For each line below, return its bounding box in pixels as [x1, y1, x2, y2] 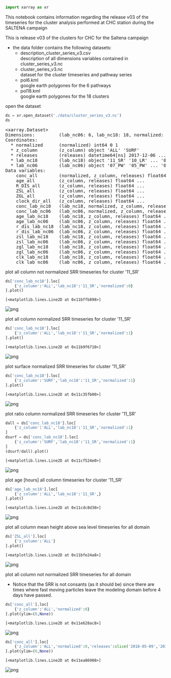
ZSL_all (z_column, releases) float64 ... [16, 188, 145, 193]
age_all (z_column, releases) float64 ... [16, 178, 145, 183]
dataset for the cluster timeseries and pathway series [20, 71, 132, 77]
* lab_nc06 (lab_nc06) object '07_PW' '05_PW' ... [10, 162, 159, 168]
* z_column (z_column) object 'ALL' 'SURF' [10, 147, 140, 153]
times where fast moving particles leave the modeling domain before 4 [12, 586, 161, 592]
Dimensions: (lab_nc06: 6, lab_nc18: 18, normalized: [5, 132, 164, 137]
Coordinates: [5, 137, 38, 143]
